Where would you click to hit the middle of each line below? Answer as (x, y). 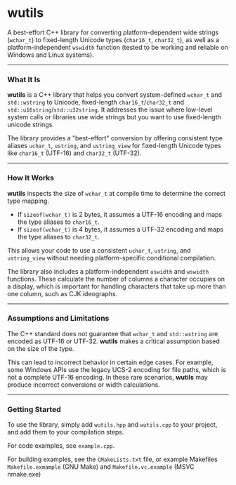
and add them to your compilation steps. (66, 432)
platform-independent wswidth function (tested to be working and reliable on (118, 47)
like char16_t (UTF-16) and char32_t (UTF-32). (74, 153)
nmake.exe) (24, 474)
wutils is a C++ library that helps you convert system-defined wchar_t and (115, 95)
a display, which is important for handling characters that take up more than (117, 286)
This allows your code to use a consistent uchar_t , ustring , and (99, 250)
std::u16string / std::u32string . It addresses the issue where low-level (110, 109)
